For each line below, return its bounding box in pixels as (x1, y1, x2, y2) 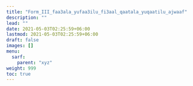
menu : (6, 48, 20, 55)
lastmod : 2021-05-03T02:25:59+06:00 (6, 31, 98, 38)
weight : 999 (6, 65, 36, 71)
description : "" (6, 15, 47, 21)
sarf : (11, 54, 26, 60)
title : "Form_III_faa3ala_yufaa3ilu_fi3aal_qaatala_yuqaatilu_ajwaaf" (6, 8, 188, 15)
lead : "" (6, 20, 28, 26)
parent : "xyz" (17, 59, 52, 65)
